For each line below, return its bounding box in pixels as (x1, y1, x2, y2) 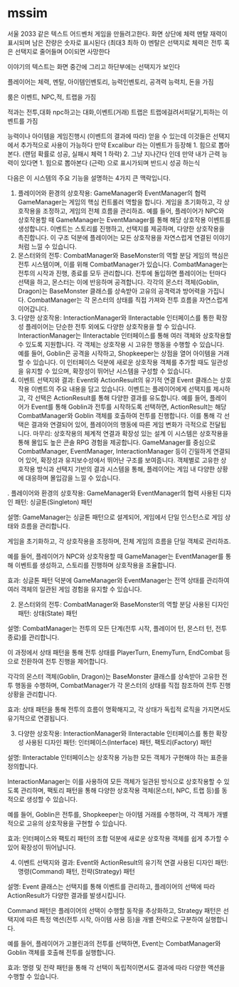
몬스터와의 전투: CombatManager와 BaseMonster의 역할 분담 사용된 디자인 (17, 600, 229, 608)
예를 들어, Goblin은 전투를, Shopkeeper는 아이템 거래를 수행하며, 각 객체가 (7, 810, 216, 818)
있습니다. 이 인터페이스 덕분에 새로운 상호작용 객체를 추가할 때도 (33, 357, 210, 366)
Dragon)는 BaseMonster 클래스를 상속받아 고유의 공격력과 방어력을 (17, 286, 206, 295)
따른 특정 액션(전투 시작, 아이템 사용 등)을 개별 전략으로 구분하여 (26, 915, 204, 924)
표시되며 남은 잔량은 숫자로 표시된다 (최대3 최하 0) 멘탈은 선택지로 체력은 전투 (7, 38, 223, 47)
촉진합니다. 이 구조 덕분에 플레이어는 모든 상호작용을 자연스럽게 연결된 (17, 233, 212, 241)
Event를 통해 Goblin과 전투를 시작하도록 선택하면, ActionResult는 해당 (31, 402, 227, 411)
